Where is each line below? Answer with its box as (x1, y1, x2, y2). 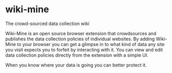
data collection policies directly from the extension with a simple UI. (5, 52, 148, 58)
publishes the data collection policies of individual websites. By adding (5, 36, 155, 42)
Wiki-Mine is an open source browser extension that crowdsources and (5, 30, 157, 36)
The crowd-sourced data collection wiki (5, 20, 90, 27)
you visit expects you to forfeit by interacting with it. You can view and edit (5, 46, 163, 53)
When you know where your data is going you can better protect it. (5, 62, 147, 68)
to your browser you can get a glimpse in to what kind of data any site (17, 41, 165, 47)
